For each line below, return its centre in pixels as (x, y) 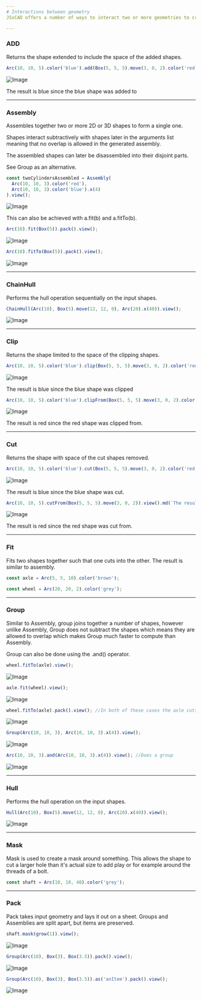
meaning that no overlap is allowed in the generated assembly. (84, 144)
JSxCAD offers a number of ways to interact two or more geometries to (98, 17)
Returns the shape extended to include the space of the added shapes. (94, 57)
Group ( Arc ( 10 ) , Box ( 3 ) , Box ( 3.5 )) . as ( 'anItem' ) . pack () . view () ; (87, 979)
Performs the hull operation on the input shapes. (66, 801)
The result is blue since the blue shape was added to (72, 91)
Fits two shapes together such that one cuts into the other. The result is (95, 560)
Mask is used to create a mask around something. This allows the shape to (99, 858)
